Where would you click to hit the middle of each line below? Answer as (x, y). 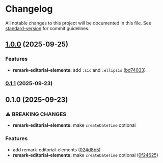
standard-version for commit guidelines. (47, 28)
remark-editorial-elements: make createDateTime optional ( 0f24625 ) (86, 155)
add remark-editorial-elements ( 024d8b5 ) (57, 150)
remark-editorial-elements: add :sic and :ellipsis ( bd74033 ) (79, 70)
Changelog (29, 9)
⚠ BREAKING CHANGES (36, 114)
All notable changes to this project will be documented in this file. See (78, 23)
